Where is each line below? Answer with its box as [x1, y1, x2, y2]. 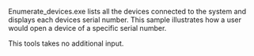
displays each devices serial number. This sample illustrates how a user [8, 15, 242, 24]
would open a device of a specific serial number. [8, 24, 167, 32]
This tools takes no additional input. [8, 39, 124, 48]
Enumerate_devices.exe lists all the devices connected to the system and [8, 7, 247, 16]
